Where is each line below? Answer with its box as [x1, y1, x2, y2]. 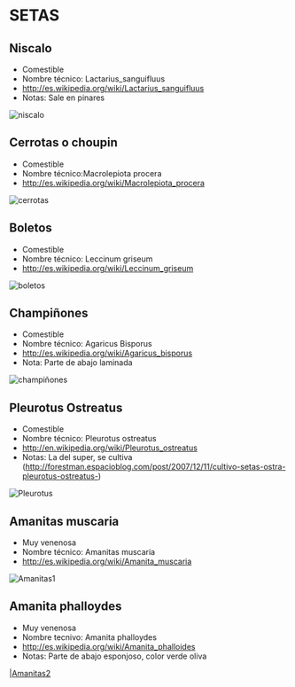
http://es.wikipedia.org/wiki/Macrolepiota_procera [21, 177, 206, 188]
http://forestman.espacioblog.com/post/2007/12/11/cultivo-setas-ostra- [25, 462, 286, 472]
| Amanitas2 [9, 667, 51, 678]
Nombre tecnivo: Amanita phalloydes [21, 631, 158, 643]
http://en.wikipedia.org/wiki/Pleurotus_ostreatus [21, 442, 198, 453]
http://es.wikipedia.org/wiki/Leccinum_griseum [21, 262, 194, 273]
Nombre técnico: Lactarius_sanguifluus [21, 74, 166, 84]
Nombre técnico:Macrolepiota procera [21, 168, 162, 178]
